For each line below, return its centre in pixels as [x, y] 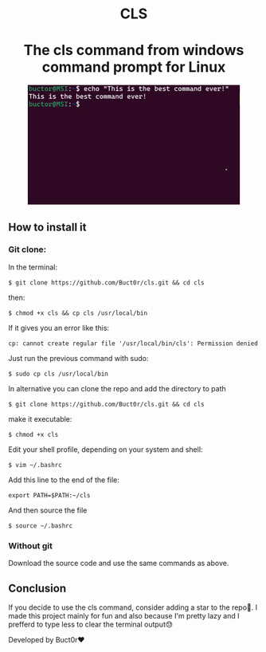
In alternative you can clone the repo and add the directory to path [117, 388]
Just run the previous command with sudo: [78, 358]
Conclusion [37, 588]
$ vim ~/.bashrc [35, 465]
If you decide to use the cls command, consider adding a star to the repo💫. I [133, 607]
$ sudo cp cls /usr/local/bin [59, 374]
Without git [31, 545]
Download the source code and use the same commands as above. [119, 564]
